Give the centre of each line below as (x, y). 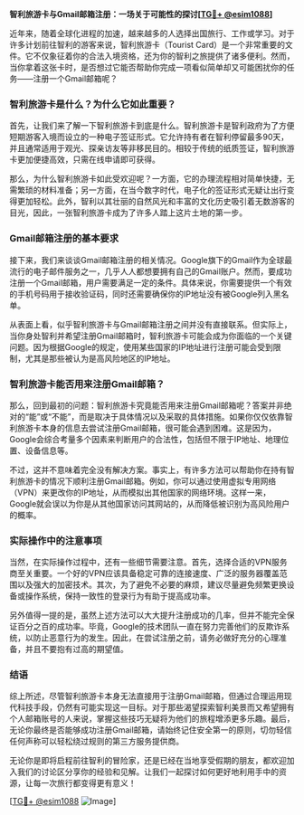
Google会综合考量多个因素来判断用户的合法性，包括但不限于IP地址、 (138, 439)
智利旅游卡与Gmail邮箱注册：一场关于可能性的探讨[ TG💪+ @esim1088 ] (141, 14)
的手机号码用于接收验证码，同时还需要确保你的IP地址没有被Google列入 (142, 294)
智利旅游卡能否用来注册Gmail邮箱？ (87, 384)
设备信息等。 (49, 450)
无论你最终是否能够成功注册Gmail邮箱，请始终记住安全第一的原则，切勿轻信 (151, 730)
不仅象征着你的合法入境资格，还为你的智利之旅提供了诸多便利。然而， (164, 56)
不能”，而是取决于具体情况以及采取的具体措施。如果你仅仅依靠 (168, 416)
